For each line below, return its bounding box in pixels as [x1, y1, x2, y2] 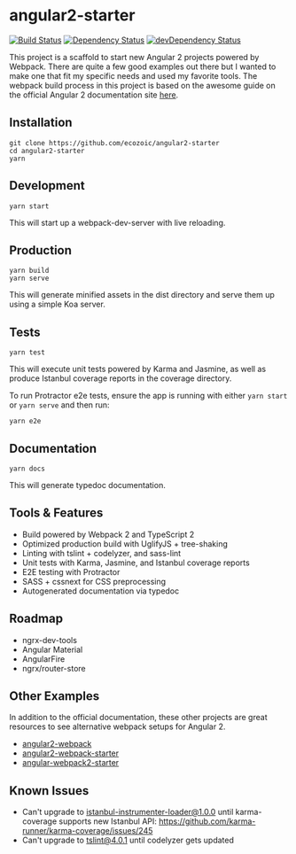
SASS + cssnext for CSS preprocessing [21, 576, 167, 586]
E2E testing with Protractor [21, 566, 121, 577]
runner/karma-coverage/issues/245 [21, 826, 153, 836]
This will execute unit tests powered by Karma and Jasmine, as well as [9, 364, 267, 375]
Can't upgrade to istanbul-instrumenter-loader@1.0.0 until [21, 807, 234, 818]
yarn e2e [9, 417, 42, 426]
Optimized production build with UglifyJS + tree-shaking [21, 538, 229, 549]
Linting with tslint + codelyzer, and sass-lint [21, 547, 182, 558]
